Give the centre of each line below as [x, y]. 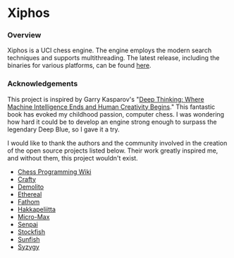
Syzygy [29, 247]
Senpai [28, 224]
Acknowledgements [43, 84]
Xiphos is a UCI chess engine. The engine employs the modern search [110, 50]
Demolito [31, 187]
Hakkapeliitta [37, 209]
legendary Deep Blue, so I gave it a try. [63, 129]
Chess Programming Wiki [54, 172]
